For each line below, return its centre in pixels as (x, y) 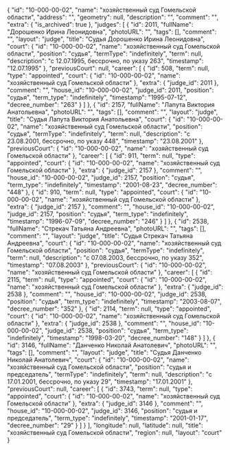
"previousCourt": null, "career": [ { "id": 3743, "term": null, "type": (100, 389)
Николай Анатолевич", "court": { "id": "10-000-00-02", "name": (99, 360)
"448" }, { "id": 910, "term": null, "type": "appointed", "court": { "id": (103, 192)
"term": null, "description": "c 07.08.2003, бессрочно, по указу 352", (105, 258)
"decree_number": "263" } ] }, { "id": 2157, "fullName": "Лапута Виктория (111, 105)
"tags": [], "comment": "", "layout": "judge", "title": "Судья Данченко (104, 352)
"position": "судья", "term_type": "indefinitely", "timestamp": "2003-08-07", (114, 301)
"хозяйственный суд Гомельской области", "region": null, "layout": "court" (115, 433)
